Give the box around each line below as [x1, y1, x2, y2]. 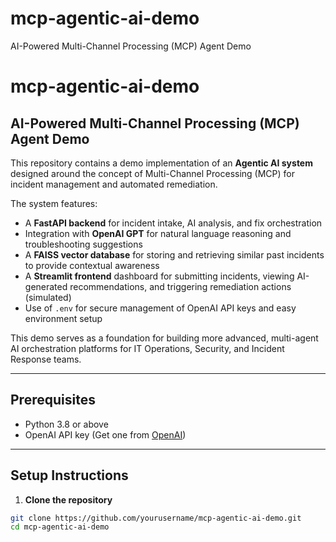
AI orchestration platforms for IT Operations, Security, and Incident [10, 342, 285, 354]
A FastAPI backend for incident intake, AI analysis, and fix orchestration [24, 217, 323, 229]
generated [24, 280, 68, 292]
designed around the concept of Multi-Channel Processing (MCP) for [10, 167, 296, 179]
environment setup [24, 312, 103, 324]
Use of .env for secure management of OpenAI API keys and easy [24, 302, 297, 314]
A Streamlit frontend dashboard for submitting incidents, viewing [24, 270, 295, 282]
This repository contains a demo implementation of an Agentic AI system [10, 157, 313, 169]
